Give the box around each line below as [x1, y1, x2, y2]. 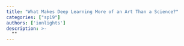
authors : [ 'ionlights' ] [6, 20, 66, 26]
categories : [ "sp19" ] [6, 14, 61, 20]
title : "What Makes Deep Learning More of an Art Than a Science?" [6, 8, 179, 15]
